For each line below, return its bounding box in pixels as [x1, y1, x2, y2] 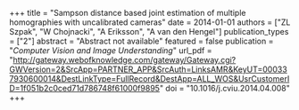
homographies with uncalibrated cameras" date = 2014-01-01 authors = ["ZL [9, 17, 291, 27]
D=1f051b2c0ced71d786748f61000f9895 [9, 83, 161, 93]
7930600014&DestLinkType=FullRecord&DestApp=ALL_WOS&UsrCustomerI [9, 74, 290, 83]
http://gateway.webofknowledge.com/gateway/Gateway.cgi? [12, 55, 237, 65]
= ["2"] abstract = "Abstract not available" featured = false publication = [9, 35, 274, 46]
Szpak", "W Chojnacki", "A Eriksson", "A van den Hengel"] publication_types [9, 27, 289, 36]
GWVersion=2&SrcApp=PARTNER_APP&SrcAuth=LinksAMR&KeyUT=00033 [9, 64, 287, 75]
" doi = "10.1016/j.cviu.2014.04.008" [159, 83, 290, 93]
